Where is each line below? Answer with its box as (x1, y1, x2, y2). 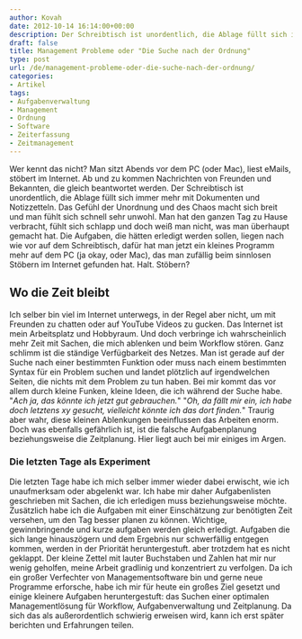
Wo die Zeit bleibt (9, 285, 110, 301)
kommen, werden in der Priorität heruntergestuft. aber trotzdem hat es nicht (9, 543, 290, 553)
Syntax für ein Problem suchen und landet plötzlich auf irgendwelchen (9, 366, 270, 377)
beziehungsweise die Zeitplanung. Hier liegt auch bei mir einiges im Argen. (9, 433, 287, 444)
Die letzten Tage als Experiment (9, 455, 151, 468)
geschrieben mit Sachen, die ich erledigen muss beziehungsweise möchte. (9, 495, 288, 506)
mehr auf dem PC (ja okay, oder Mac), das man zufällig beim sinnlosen (9, 249, 271, 260)
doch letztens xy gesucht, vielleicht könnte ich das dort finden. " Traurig (9, 404, 275, 415)
